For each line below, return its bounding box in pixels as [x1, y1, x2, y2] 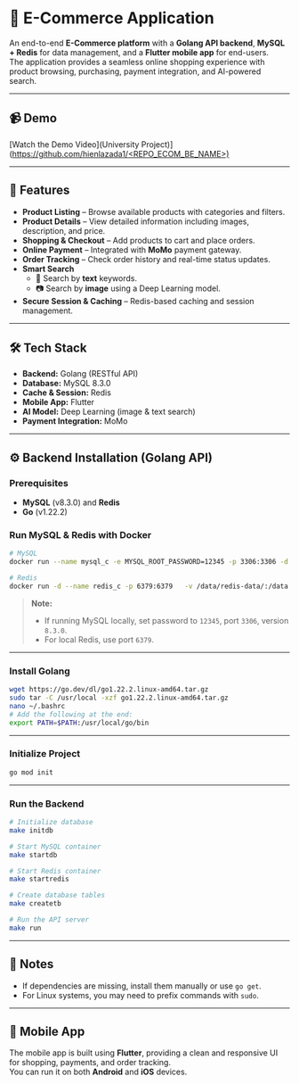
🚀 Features [9, 183, 70, 198]
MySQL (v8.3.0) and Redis [21, 497, 120, 508]
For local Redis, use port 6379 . [44, 633, 154, 645]
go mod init [9, 767, 53, 777]
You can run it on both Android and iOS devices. [9, 1066, 188, 1078]
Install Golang [9, 665, 71, 677]
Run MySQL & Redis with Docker [9, 528, 152, 541]
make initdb [9, 825, 53, 835]
